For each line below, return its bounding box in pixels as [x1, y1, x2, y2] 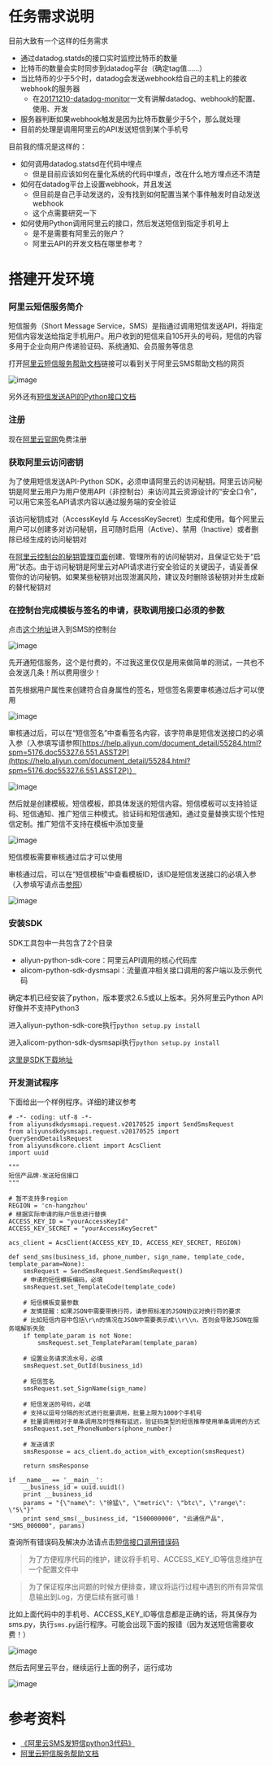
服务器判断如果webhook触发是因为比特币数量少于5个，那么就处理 [19, 114, 241, 124]
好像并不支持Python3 [8, 1003, 80, 1012]
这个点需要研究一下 [32, 208, 97, 218]
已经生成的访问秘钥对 [15, 534, 87, 545]
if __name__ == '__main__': [8, 1476, 104, 1484]
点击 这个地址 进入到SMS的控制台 [8, 624, 117, 634]
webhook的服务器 [19, 83, 80, 94]
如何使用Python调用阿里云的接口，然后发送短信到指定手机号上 [19, 218, 230, 228]
